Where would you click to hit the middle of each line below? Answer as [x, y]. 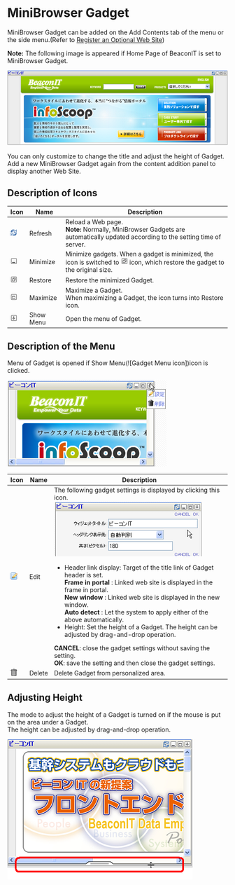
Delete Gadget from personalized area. [109, 673]
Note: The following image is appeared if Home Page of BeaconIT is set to [114, 53]
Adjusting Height [45, 698]
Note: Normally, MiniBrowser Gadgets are [125, 230]
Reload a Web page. [94, 222]
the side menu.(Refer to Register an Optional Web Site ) [86, 39]
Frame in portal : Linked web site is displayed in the [138, 582]
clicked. [19, 371]
